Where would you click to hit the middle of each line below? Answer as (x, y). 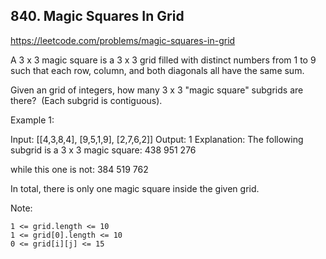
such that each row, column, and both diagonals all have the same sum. (157, 70)
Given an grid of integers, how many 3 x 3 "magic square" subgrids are (157, 90)
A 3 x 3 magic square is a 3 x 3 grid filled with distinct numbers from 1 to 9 (163, 60)
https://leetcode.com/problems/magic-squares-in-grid (123, 40)
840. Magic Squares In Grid (97, 16)
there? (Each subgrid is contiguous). (86, 100)
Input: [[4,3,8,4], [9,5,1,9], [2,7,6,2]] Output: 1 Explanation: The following (157, 139)
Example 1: (32, 120)
